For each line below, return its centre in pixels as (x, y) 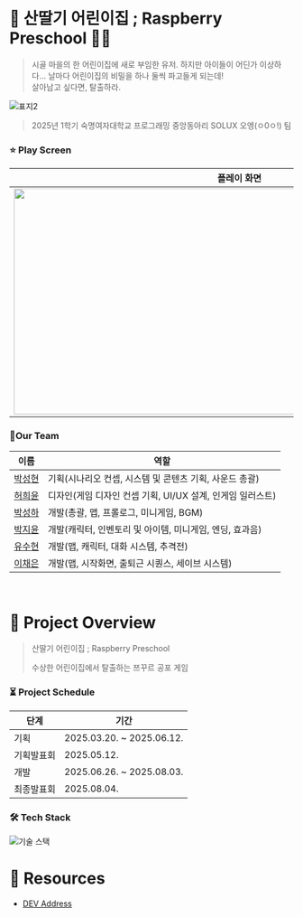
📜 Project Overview (83, 622)
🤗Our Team (35, 436)
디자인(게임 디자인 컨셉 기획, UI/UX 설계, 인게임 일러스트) (162, 495)
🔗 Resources (57, 879)
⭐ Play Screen (41, 150)
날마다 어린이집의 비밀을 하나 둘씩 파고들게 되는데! (136, 75)
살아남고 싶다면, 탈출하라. (76, 87)
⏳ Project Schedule (52, 692)
